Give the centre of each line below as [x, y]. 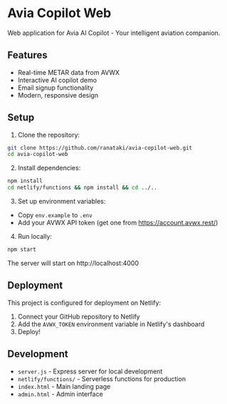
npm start [22, 250]
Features [27, 55]
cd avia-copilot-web [38, 155]
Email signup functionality [56, 88]
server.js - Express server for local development [90, 371]
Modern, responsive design [58, 95]
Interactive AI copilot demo [57, 80]
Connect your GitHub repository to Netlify [79, 316]
